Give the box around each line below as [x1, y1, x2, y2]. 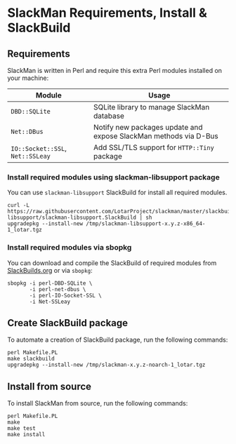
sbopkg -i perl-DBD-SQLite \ [7, 279, 93, 287]
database [93, 111, 125, 121]
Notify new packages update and [93, 123, 203, 132]
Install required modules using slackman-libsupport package [7, 172, 220, 182]
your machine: [7, 74, 49, 82]
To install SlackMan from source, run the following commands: [7, 399, 188, 408]
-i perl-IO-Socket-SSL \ [29, 292, 102, 299]
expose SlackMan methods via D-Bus [93, 131, 219, 141]
